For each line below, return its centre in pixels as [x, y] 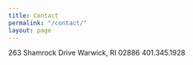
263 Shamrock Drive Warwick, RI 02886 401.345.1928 [97, 53]
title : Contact [33, 15]
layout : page [30, 30]
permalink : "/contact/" [48, 23]
